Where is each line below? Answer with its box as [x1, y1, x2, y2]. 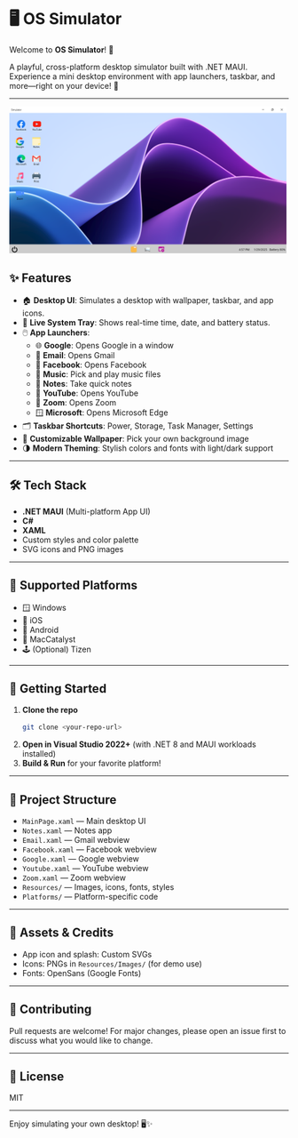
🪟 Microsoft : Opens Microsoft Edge [35, 407, 169, 418]
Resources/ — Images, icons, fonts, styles [21, 882, 175, 893]
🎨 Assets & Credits [9, 926, 114, 941]
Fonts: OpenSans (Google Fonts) [21, 967, 142, 978]
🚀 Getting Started [9, 681, 107, 696]
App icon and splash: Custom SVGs [21, 949, 153, 959]
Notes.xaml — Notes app [21, 825, 113, 836]
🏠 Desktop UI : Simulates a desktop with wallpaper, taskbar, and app [21, 294, 274, 305]
